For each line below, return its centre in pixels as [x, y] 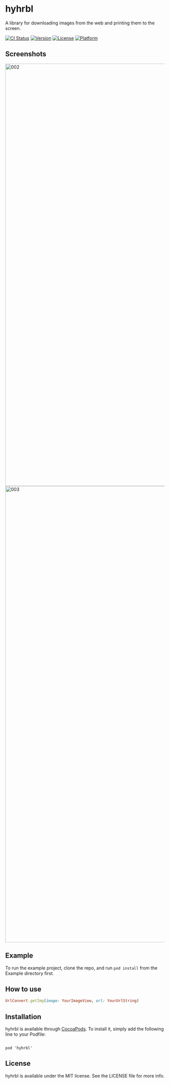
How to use [23, 989]
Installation [23, 1017]
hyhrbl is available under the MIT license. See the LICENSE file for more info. [85, 1076]
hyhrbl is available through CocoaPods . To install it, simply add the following [85, 1029]
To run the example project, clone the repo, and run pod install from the [81, 968]
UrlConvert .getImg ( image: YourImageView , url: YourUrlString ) [72, 1001]
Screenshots [26, 54]
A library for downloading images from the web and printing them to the [80, 23]
